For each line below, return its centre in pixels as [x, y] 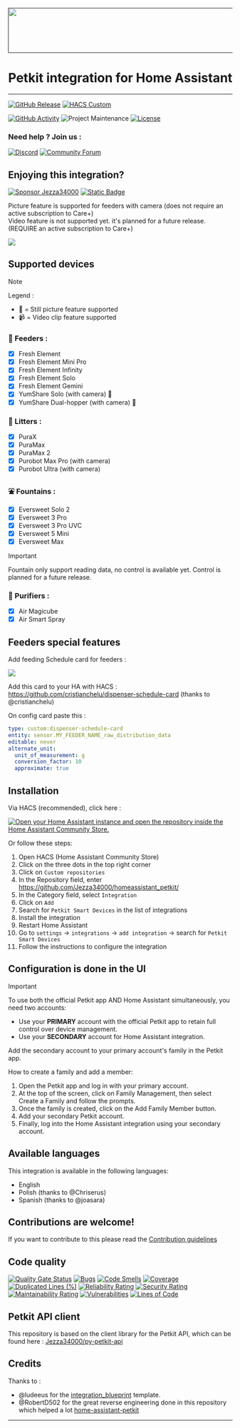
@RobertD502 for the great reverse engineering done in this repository [122, 1402]
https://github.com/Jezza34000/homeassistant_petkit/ [99, 887]
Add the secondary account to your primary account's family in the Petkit [116, 1050]
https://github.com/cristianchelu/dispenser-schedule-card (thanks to [109, 694]
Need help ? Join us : [45, 136]
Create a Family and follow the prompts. [77, 1100]
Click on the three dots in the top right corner [85, 864]
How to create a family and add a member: [71, 1072]
